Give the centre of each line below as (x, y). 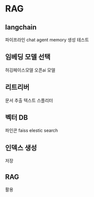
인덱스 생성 (21, 148)
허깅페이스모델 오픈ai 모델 (30, 70)
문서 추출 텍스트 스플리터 (29, 100)
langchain (21, 27)
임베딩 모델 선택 (28, 57)
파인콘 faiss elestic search (32, 130)
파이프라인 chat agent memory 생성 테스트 (47, 40)
